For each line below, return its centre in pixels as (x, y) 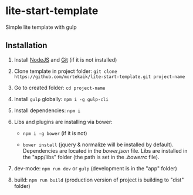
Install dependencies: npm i (47, 110)
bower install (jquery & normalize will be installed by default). (98, 144)
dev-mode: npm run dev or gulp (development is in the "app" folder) (95, 168)
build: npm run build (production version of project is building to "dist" (99, 180)
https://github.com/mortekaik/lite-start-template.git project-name (99, 77)
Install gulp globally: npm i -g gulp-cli (61, 99)
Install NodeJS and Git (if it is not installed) (65, 59)
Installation (26, 46)
